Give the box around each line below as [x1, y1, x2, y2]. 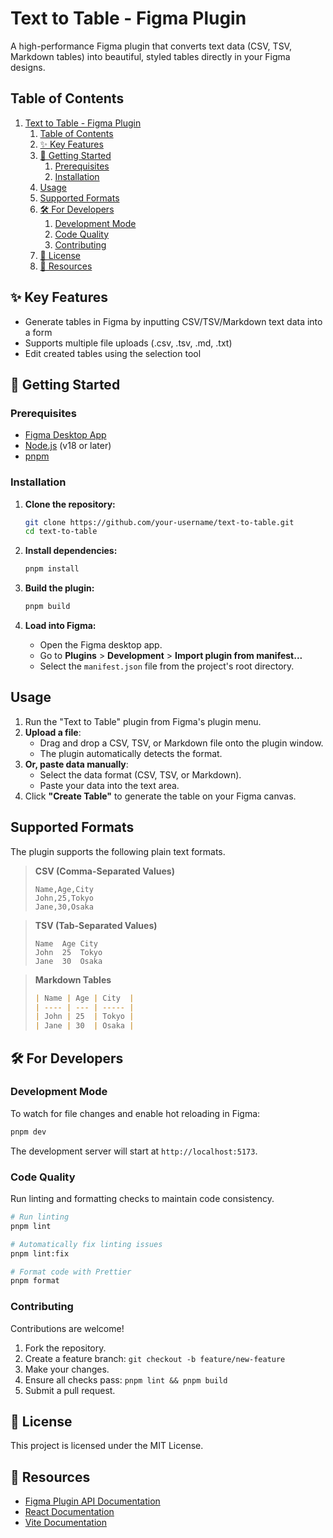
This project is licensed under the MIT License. [10, 1440, 204, 1452]
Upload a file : [24, 726, 82, 738]
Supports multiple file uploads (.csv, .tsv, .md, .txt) [24, 337, 233, 349]
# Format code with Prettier [10, 1267, 132, 1277]
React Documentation [24, 1506, 115, 1518]
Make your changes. [24, 1363, 110, 1375]
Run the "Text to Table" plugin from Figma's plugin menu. [24, 715, 262, 727]
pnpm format [10, 1276, 60, 1286]
